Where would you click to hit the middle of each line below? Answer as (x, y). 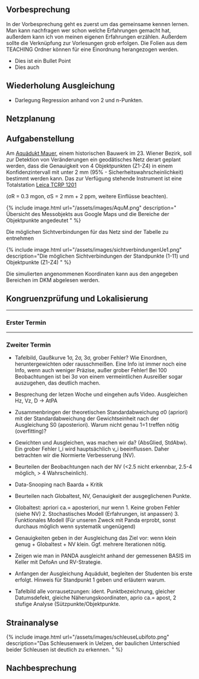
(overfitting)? (31, 431)
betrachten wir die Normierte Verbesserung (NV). (75, 455)
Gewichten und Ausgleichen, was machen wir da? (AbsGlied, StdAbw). (101, 443)
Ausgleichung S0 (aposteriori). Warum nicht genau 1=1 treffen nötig (97, 425)
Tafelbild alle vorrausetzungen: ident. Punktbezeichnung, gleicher (95, 591)
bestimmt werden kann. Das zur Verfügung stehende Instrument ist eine (94, 178)
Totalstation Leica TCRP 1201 (41, 185)
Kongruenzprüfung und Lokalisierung (77, 299)
